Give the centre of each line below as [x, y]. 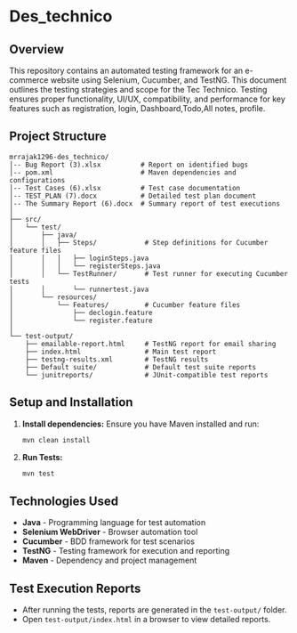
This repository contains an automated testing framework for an [126, 70]
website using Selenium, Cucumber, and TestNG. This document [169, 80]
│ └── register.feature [81, 321]
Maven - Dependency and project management [109, 560]
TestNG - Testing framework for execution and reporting [126, 551]
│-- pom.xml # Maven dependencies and [123, 172]
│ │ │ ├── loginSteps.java [79, 258]
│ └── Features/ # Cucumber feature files [125, 304]
